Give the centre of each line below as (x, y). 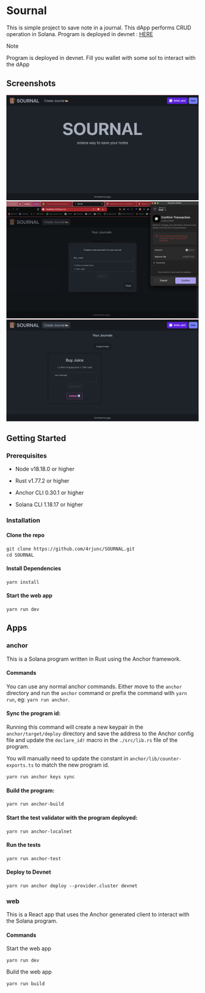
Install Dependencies (34, 568)
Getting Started (36, 438)
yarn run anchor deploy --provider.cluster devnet (72, 886)
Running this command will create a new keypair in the (75, 727)
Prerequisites (27, 456)
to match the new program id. (72, 765)
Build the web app (29, 972)
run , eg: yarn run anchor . (38, 699)
